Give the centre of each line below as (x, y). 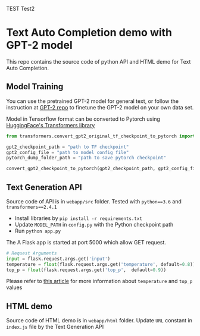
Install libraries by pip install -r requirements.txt (79, 218)
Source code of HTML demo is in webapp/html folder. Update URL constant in (99, 321)
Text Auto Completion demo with (89, 33)
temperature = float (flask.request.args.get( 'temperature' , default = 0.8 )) (101, 264)
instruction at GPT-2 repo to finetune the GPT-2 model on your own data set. (100, 107)
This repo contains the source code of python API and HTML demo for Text (99, 61)
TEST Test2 (20, 9)
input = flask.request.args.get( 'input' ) (58, 259)
